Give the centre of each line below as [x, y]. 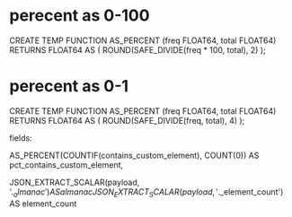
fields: [21, 138]
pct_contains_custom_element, [66, 165]
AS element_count [43, 204]
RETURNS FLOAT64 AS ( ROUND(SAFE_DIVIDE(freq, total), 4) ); [127, 120]
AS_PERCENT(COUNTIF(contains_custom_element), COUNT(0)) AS [134, 155]
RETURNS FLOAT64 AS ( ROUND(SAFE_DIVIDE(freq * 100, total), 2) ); [138, 49]
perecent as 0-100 [80, 16]
